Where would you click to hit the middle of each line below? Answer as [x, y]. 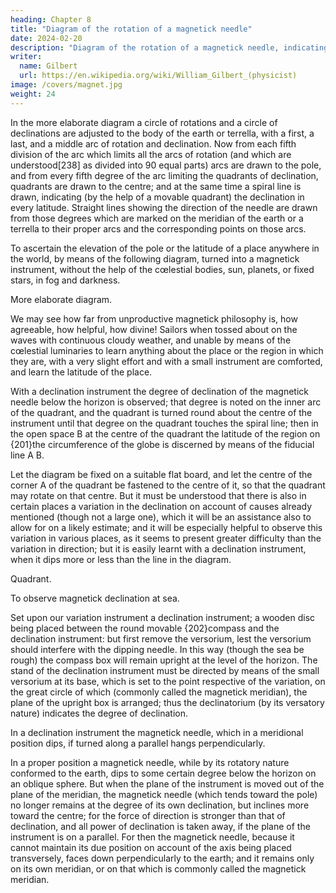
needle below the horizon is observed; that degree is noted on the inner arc [166, 402]
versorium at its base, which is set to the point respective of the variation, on [168, 681]
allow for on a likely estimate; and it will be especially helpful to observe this [166, 527]
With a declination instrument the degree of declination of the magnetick [159, 391]
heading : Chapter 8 [51, 19]
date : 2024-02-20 [46, 38]
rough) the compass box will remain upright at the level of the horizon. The [164, 660]
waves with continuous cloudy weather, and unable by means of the [151, 340]
